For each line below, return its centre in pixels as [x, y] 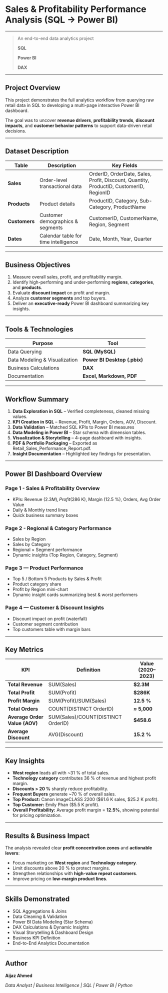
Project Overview [33, 88]
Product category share [37, 584]
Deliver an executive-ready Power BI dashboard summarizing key [80, 303]
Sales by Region [29, 539]
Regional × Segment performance [47, 549]
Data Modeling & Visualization [43, 360]
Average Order [25, 717]
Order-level [53, 180]
